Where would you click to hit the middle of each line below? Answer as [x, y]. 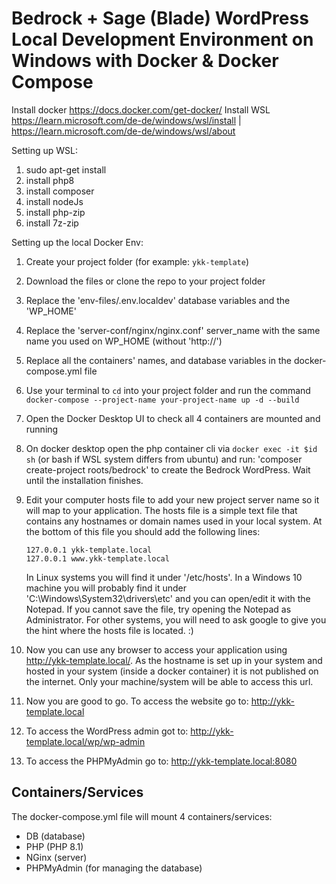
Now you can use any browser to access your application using [156, 649]
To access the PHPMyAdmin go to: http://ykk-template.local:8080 [161, 761]
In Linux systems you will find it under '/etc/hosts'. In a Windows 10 [164, 577]
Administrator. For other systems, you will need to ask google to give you [176, 619]
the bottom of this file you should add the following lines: [143, 531]
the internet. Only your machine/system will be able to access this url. [169, 681]
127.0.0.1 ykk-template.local [89, 550]
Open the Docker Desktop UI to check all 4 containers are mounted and [173, 418]
